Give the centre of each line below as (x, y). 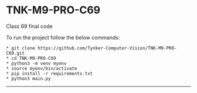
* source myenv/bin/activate (42, 68)
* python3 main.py (28, 78)
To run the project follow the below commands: (63, 37)
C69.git (16, 53)
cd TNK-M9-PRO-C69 (34, 58)
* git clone (21, 48)
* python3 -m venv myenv (36, 63)
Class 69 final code (29, 26)
